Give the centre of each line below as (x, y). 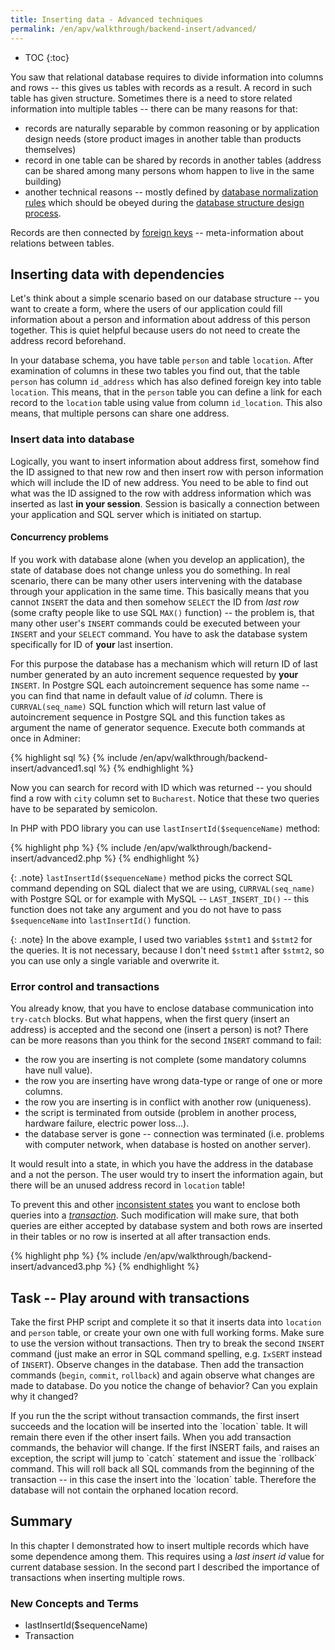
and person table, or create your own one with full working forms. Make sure (167, 1332)
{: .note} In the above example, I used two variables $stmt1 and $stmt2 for (161, 939)
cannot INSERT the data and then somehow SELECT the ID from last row (155, 602)
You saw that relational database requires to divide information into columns (167, 77)
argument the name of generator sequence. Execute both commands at (158, 727)
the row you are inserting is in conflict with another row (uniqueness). (168, 1102)
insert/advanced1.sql (53, 768)
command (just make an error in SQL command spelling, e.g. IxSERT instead (166, 1353)
